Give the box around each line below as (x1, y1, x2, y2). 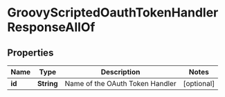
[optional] (183, 79, 215, 88)
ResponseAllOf (7, 19, 96, 35)
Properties (7, 47, 54, 58)
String (37, 79, 58, 88)
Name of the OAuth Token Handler (64, 79, 177, 88)
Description (100, 67, 141, 76)
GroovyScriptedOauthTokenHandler (7, 5, 219, 21)
